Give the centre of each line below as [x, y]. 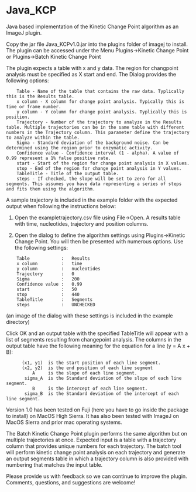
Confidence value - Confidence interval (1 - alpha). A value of [98, 153]
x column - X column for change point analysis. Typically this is [100, 101]
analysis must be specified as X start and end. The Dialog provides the [91, 74]
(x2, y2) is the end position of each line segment [87, 368]
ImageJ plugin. [24, 32]
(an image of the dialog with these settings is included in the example [90, 316]
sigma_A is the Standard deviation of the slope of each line [103, 378]
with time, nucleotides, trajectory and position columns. [81, 223]
